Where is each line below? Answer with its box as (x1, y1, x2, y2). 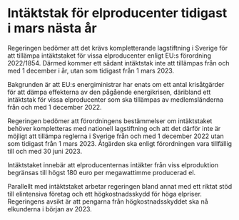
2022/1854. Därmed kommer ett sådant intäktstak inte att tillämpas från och (7, 58, 230, 67)
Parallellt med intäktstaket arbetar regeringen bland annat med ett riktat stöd (7, 182, 233, 190)
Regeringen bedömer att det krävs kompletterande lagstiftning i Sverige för (7, 43, 228, 52)
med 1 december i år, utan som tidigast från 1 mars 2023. (7, 66, 175, 75)
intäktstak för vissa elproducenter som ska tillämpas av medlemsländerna (7, 95, 223, 104)
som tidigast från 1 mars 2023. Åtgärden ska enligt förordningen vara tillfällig (7, 139, 232, 147)
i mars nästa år (7, 20, 98, 36)
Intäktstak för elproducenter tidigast (7, 5, 228, 21)
